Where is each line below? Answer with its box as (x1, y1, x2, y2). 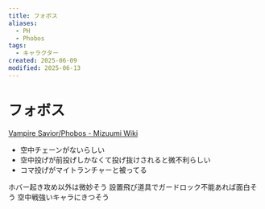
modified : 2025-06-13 (8, 64, 81, 72)
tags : (8, 42, 27, 50)
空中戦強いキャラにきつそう (17, 192, 110, 202)
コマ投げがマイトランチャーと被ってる (19, 165, 147, 174)
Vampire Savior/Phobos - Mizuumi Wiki (8, 128, 139, 137)
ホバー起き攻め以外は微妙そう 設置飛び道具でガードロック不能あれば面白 (8, 182, 251, 191)
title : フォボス (8, 11, 58, 20)
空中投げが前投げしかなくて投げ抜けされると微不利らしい (19, 154, 211, 165)
